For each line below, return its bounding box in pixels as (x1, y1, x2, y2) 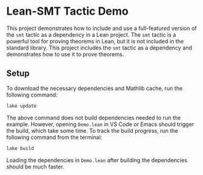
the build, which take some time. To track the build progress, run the (6, 127, 179, 134)
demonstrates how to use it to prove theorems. (6, 50, 124, 58)
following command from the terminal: (6, 133, 103, 141)
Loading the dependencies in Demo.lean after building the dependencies (6, 156, 188, 163)
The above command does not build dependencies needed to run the (6, 114, 182, 121)
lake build (6, 145, 34, 151)
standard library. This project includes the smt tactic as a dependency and (6, 44, 193, 51)
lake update (6, 103, 37, 109)
